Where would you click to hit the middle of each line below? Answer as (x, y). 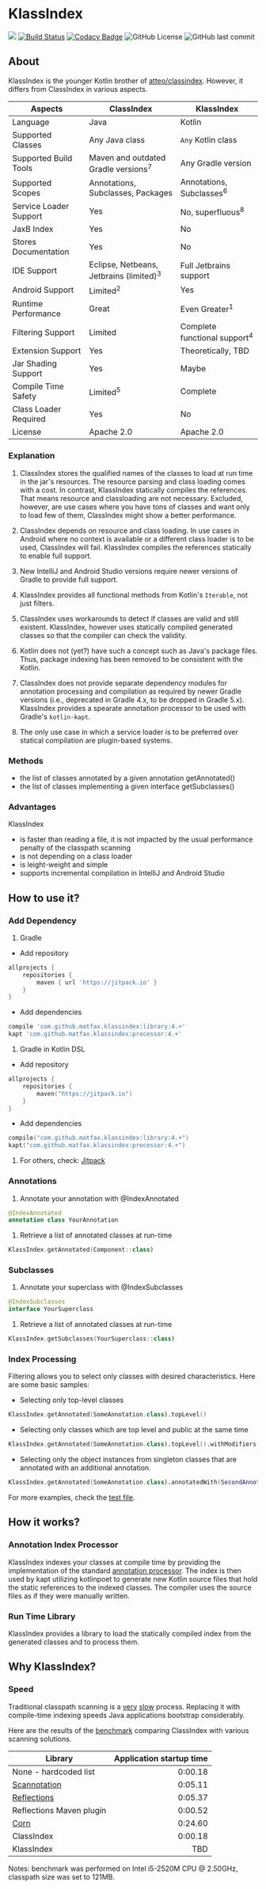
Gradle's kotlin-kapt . (55, 716)
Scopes (27, 192)
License (27, 432)
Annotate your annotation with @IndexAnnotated (99, 1198)
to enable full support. (56, 556)
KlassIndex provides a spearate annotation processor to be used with (133, 708)
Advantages (32, 807)
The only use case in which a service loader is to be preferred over (129, 732)
